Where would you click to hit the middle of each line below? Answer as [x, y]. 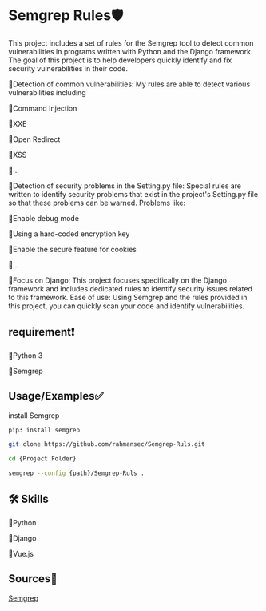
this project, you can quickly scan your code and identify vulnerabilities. [127, 306]
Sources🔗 [33, 579]
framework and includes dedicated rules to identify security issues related [131, 288]
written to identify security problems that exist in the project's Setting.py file [133, 194]
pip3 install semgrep [44, 430]
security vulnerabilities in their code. [68, 68]
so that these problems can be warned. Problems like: [97, 203]
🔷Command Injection [43, 108]
